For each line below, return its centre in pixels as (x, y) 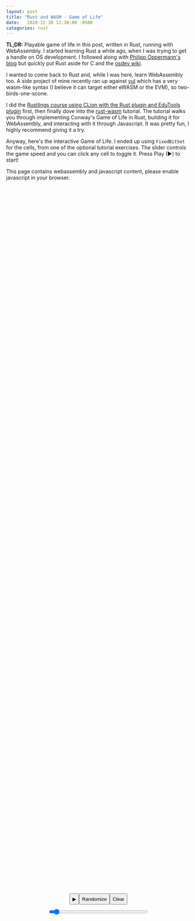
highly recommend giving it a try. (46, 130)
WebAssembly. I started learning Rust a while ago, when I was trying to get (96, 51)
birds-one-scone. (27, 94)
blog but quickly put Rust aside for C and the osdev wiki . (74, 64)
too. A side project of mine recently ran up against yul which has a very (92, 81)
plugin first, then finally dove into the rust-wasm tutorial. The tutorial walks (96, 111)
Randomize (94, 899)
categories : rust (27, 28)
